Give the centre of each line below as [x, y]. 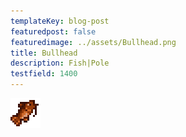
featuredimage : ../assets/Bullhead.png [93, 42]
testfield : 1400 [44, 74]
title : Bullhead [44, 53]
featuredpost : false [53, 31]
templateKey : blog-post [60, 21]
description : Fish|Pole [60, 63]
